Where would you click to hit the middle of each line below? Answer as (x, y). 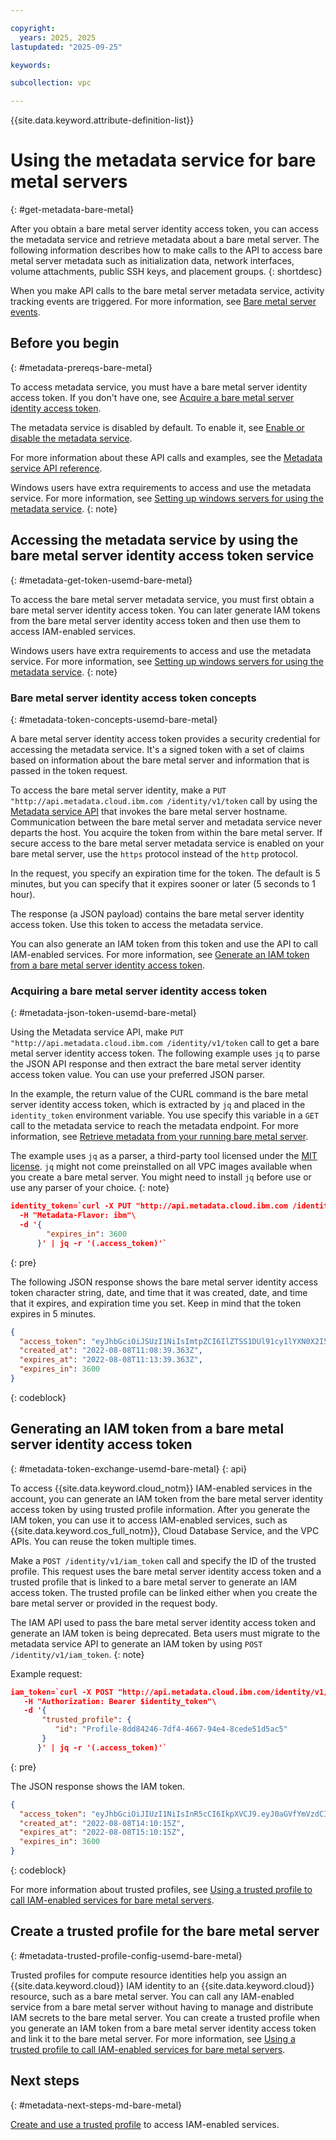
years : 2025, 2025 (58, 37)
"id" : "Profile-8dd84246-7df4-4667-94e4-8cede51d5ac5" (171, 1729)
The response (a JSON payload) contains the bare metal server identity (157, 913)
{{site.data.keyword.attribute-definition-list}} (102, 120)
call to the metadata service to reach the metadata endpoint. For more (154, 1126)
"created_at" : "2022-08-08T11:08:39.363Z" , (111, 1351)
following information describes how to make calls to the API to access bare (166, 250)
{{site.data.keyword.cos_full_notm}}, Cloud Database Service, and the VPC (165, 1530)
